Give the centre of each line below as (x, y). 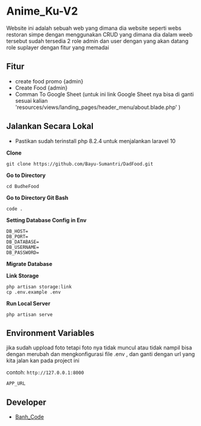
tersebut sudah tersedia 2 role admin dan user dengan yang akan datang (97, 41)
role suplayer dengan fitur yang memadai (58, 47)
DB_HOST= (17, 231)
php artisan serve (29, 315)
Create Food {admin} (41, 88)
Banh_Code (29, 417)
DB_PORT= (17, 236)
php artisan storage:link (39, 287)
